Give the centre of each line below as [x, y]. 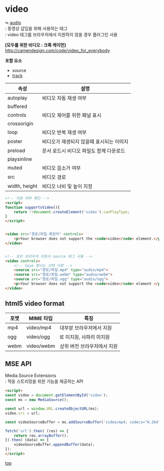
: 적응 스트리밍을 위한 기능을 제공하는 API [44, 381]
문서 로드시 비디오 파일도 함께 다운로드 [84, 150]
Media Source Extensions [31, 375]
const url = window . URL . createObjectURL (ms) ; [52, 409]
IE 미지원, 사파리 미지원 [85, 337]
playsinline [20, 159]
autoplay [18, 98]
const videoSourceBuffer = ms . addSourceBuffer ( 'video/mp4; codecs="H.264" [83, 422]
